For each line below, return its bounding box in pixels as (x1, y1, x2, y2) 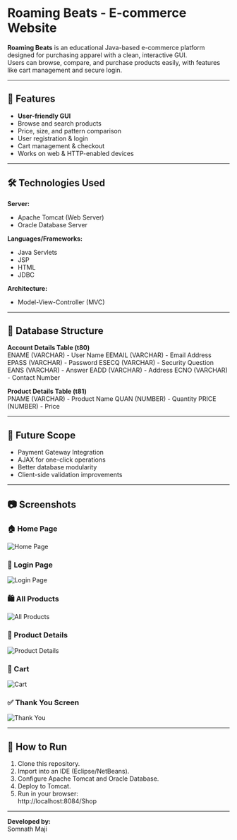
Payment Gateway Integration (17, 448, 104, 457)
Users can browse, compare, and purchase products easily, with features (7, 58, 221, 66)
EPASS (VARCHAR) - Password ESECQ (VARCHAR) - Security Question (7, 359, 214, 367)
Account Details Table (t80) (7, 344, 90, 352)
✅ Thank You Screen (7, 697, 80, 707)
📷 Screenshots (7, 498, 76, 510)
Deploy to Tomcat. (17, 782, 71, 791)
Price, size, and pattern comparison (17, 126, 122, 135)
